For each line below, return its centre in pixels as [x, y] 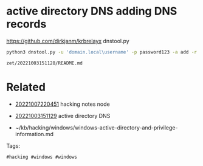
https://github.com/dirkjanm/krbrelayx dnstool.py [68, 41]
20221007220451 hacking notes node [63, 104]
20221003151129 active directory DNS [63, 116]
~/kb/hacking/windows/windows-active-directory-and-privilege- [96, 127]
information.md [34, 134]
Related [26, 87]
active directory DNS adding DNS [92, 11]
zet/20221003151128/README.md [45, 63]
